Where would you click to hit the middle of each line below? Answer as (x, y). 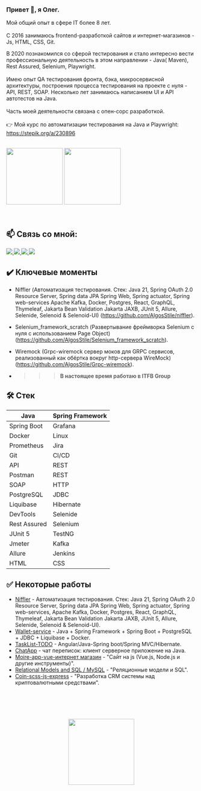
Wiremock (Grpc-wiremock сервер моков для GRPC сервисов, (94, 351)
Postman (22, 475)
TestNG (63, 533)
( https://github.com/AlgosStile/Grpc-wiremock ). (74, 364)
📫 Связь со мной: (42, 234)
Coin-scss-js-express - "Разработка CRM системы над (85, 676)
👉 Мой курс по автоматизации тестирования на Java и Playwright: (93, 125)
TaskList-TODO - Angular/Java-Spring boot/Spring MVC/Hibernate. (98, 644)
